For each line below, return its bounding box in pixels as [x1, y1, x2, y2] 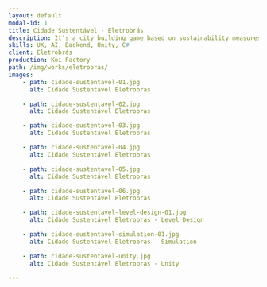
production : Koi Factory [8, 56, 91, 64]
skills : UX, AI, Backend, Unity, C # [8, 41, 130, 49]
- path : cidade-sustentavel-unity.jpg [22, 252, 151, 260]
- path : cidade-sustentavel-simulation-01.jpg [22, 231, 180, 239]
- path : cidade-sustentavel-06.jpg [22, 187, 141, 195]
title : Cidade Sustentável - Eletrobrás [8, 26, 145, 34]
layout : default [8, 11, 62, 20]
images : [8, 71, 34, 79]
